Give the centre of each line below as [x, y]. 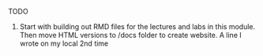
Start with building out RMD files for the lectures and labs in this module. [137, 26]
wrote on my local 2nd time [64, 43]
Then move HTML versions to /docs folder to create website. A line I [131, 35]
